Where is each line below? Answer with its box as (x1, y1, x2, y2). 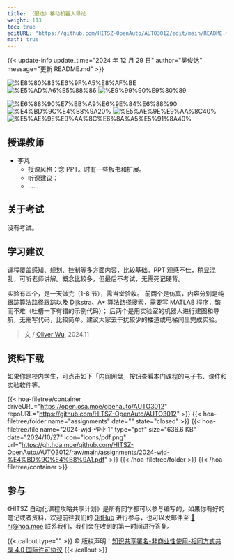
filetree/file (7, 425, 39, 434)
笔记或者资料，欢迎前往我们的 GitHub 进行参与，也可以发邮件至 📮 (7, 513, 195, 522)
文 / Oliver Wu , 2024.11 (24, 330, 89, 338)
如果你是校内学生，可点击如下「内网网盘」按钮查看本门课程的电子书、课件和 (7, 372, 227, 381)
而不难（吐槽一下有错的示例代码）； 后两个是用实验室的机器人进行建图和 (7, 306, 214, 315)
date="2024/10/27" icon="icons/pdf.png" (7, 433, 127, 441)
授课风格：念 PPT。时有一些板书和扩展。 (27, 165, 146, 173)
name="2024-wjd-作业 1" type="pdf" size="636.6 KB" (40, 425, 196, 434)
